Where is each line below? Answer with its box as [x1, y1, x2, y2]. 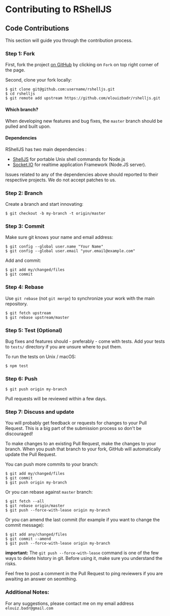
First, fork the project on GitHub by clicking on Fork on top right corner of [5, 62, 159, 68]
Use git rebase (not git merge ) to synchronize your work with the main [5, 295, 155, 301]
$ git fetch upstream [5, 310, 51, 315]
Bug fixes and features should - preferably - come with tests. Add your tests [5, 338, 165, 344]
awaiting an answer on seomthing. [5, 576, 77, 582]
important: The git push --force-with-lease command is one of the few [5, 550, 159, 556]
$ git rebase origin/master [5, 503, 65, 508]
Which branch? [5, 106, 39, 113]
